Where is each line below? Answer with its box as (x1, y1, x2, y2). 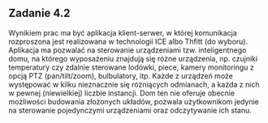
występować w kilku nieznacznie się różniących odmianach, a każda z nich (8, 79, 260, 89)
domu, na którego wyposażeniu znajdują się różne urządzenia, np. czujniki (8, 53, 258, 63)
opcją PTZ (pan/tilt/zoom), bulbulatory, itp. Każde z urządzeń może (8, 70, 234, 80)
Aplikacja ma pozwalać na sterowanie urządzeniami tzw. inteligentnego (8, 45, 247, 55)
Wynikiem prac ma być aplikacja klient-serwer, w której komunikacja (8, 28, 237, 37)
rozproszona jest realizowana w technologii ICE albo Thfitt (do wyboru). (8, 36, 249, 46)
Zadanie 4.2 (8, 6, 71, 20)
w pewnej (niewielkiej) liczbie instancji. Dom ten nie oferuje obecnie (8, 88, 236, 98)
